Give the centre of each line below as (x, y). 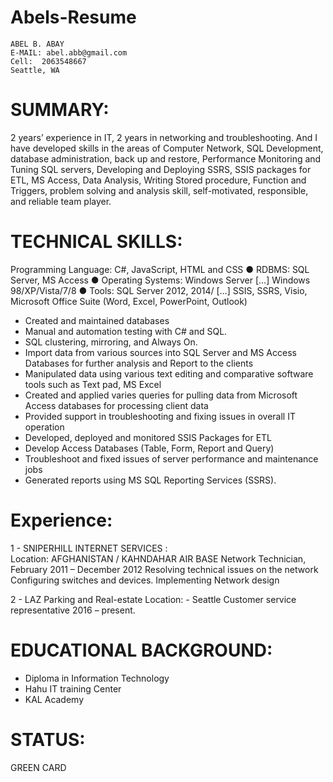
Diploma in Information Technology (97, 678)
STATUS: (48, 739)
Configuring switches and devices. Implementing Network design (145, 580)
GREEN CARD (38, 767)
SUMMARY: (60, 110)
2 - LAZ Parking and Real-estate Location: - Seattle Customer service (153, 599)
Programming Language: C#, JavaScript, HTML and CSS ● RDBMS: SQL (160, 269)
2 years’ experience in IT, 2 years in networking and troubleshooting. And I (164, 137)
